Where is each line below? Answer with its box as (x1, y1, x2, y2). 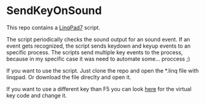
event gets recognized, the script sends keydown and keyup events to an (6, 42, 191, 49)
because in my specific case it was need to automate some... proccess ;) (6, 55, 191, 62)
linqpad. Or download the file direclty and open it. (6, 73, 132, 81)
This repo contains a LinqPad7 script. (6, 24, 100, 31)
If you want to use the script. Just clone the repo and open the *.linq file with (6, 67, 199, 74)
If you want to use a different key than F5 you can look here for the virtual (6, 85, 192, 92)
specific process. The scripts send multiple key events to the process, (6, 48, 183, 56)
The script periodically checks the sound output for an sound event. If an (6, 35, 190, 43)
